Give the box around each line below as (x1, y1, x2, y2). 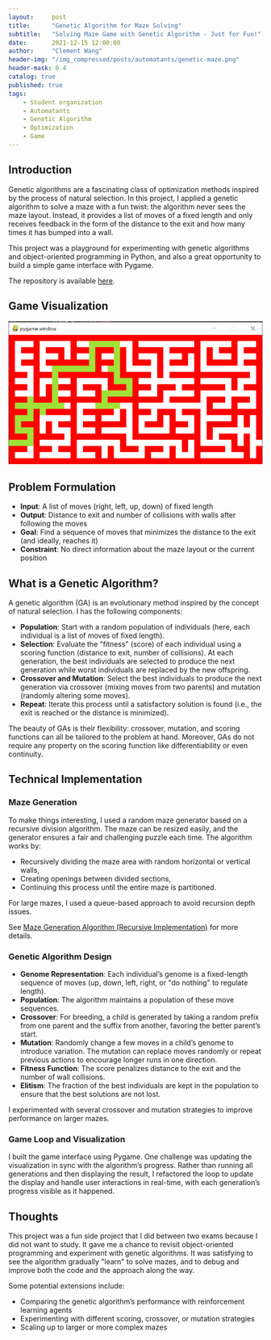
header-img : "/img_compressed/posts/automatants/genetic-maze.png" (8, 56, 240, 64)
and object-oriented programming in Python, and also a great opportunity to (8, 251, 261, 262)
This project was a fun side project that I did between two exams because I (8, 1231, 258, 1241)
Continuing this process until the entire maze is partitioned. (19, 882, 217, 892)
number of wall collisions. (19, 1072, 106, 1082)
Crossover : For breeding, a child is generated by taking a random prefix (19, 1011, 260, 1021)
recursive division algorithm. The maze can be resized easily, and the (8, 823, 239, 833)
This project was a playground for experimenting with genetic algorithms (8, 243, 250, 253)
